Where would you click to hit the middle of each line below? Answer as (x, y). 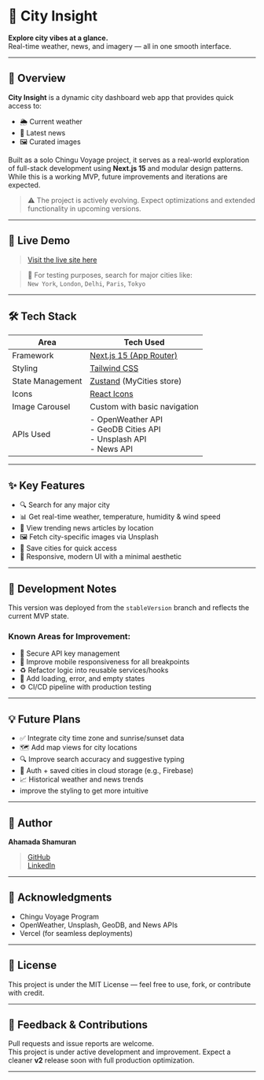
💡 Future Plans (44, 719)
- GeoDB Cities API (125, 430)
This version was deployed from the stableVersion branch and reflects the (129, 608)
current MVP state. (38, 616)
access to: (25, 105)
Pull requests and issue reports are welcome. (81, 1044)
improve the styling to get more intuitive (84, 791)
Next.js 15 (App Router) (134, 356)
